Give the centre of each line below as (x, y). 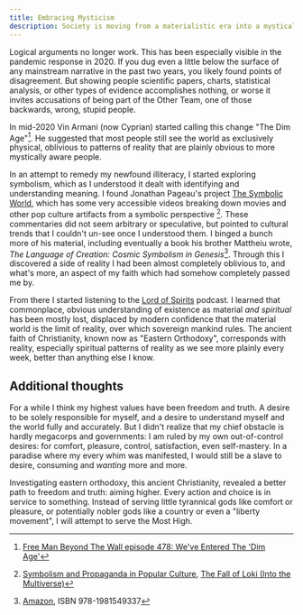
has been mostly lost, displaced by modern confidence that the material (143, 319)
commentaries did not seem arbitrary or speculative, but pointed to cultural (149, 224)
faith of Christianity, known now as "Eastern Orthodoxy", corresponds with (148, 338)
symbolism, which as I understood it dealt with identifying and (124, 184)
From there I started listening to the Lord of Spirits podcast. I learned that (145, 300)
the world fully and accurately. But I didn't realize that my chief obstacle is (147, 427)
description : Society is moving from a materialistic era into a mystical (153, 26)
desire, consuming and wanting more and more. (98, 465)
